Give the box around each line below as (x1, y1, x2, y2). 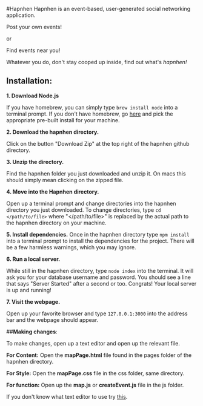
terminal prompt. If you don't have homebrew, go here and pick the (6, 110, 174, 117)
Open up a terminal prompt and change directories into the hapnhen (6, 200, 176, 207)
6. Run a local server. (6, 255, 61, 263)
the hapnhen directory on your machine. (6, 219, 107, 226)
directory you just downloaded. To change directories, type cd (6, 206, 161, 214)
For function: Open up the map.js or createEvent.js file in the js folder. (6, 381, 184, 388)
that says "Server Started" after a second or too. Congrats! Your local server (6, 280, 197, 287)
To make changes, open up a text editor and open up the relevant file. (6, 339, 181, 347)
